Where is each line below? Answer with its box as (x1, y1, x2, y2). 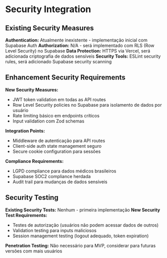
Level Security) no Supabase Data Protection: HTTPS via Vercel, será (5, 48, 150, 54)
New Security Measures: (5, 87, 59, 93)
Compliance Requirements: (5, 158, 64, 164)
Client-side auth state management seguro (12, 143, 102, 149)
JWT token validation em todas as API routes (12, 96, 106, 102)
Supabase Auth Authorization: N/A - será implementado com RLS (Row (5, 42, 155, 49)
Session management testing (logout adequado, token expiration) (12, 233, 149, 239)
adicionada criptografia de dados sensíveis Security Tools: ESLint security (5, 53, 161, 59)
